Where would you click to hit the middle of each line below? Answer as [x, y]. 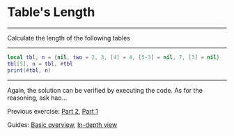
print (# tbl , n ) [29, 70]
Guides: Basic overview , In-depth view [62, 124]
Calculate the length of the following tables [69, 38]
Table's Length [51, 12]
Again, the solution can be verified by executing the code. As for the [105, 90]
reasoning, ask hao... [37, 98]
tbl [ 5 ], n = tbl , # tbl [40, 63]
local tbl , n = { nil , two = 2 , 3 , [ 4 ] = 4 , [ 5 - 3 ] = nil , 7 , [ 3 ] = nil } [114, 57]
